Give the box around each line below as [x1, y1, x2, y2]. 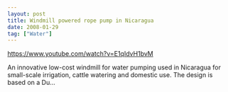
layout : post [7, 10, 46, 18]
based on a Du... [7, 79, 55, 87]
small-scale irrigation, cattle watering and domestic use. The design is [7, 71, 213, 79]
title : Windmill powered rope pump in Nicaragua [7, 17, 154, 24]
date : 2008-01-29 [7, 23, 59, 30]
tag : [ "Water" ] [7, 30, 53, 38]
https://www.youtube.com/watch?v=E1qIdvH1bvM [7, 50, 154, 58]
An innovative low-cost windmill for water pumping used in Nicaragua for [7, 63, 222, 71]
